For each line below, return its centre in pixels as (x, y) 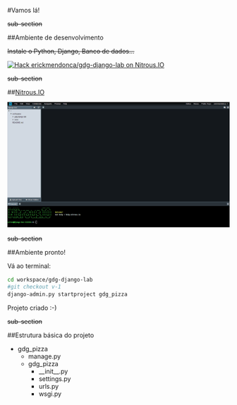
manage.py (44, 356)
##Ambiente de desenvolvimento (55, 37)
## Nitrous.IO (26, 92)
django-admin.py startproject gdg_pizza (68, 295)
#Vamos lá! (24, 10)
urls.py (49, 387)
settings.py (55, 379)
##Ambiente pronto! (36, 252)
